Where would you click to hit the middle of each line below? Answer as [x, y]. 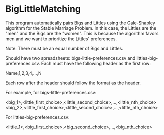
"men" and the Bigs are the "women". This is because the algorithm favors [82, 33]
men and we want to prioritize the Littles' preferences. [61, 39]
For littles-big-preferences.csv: [37, 117]
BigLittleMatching [43, 9]
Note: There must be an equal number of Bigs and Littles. [64, 48]
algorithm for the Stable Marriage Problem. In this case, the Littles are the [81, 28]
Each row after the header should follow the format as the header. [73, 83]
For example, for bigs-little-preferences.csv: [51, 92]
